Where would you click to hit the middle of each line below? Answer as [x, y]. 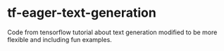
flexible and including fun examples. [60, 39]
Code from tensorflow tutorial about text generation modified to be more [112, 32]
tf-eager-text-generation [82, 13]
